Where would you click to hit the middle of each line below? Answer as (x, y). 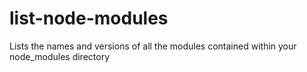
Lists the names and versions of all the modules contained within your (153, 46)
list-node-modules (89, 18)
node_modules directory (60, 56)
